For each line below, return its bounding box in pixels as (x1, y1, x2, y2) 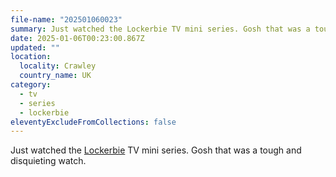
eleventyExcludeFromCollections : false (10, 117, 177, 127)
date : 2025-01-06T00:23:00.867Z (10, 33, 145, 43)
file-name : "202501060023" (10, 14, 123, 25)
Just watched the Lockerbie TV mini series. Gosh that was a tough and (10, 144, 302, 156)
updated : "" (10, 42, 60, 53)
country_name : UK (19, 71, 92, 81)
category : (10, 80, 52, 90)
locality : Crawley (19, 61, 97, 71)
